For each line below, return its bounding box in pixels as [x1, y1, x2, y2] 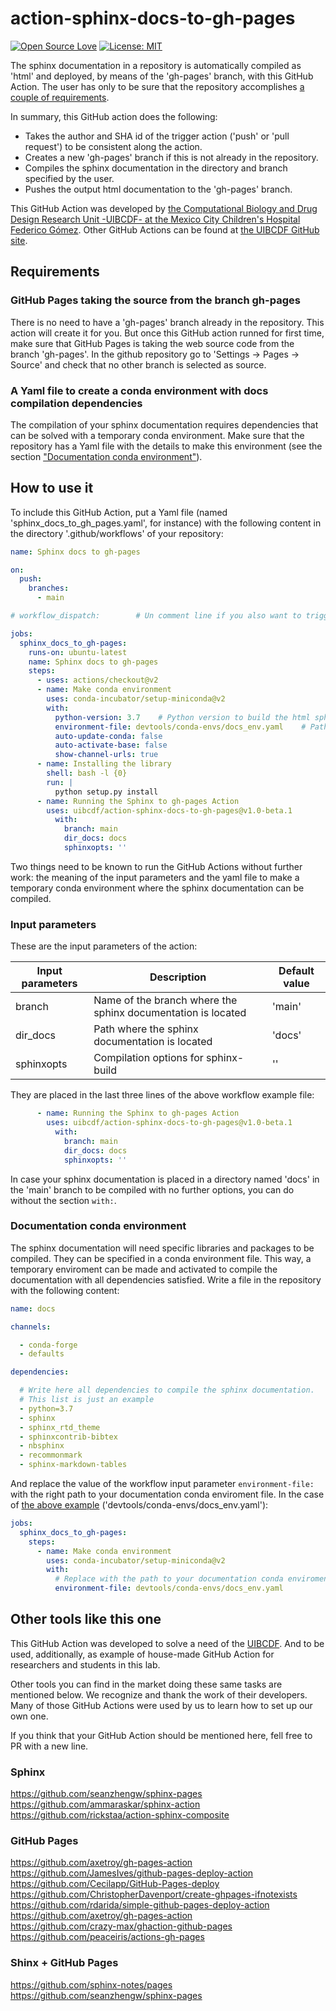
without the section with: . [10, 1194, 117, 1206]
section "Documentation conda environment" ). [10, 450, 203, 462]
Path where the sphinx [93, 1022, 199, 1036]
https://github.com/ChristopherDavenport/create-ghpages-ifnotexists [10, 1888, 298, 1901]
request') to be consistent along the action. [24, 140, 203, 152]
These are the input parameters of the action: [10, 940, 198, 952]
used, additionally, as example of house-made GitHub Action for [10, 1648, 275, 1660]
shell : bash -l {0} [46, 768, 128, 779]
